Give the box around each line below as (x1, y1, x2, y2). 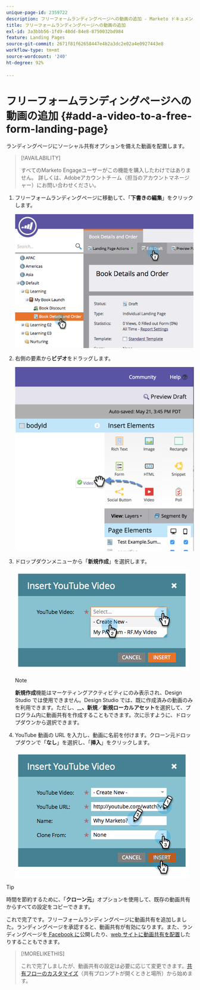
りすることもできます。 (6, 938, 64, 945)
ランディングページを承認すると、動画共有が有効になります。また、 (16, 923, 183, 931)
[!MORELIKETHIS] (20, 950, 65, 957)
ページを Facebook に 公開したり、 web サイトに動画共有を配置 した (26, 931, 190, 938)
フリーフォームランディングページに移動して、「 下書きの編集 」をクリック (14, 194, 193, 202)
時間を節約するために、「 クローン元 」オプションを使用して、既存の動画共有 (6, 896, 190, 903)
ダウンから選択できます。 (20, 719, 83, 726)
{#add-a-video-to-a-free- (60, 109, 192, 123)
